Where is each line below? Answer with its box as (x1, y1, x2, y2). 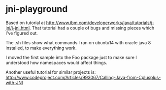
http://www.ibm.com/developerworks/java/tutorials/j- (46, 20, 155, 26)
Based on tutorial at (5, 20, 45, 26)
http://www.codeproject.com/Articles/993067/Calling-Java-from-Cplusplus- (5, 74, 161, 80)
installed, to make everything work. (5, 45, 77, 51)
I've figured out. (5, 30, 38, 36)
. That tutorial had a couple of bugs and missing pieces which (29, 25, 155, 30)
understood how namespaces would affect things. (5, 60, 107, 65)
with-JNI (5, 80, 23, 86)
